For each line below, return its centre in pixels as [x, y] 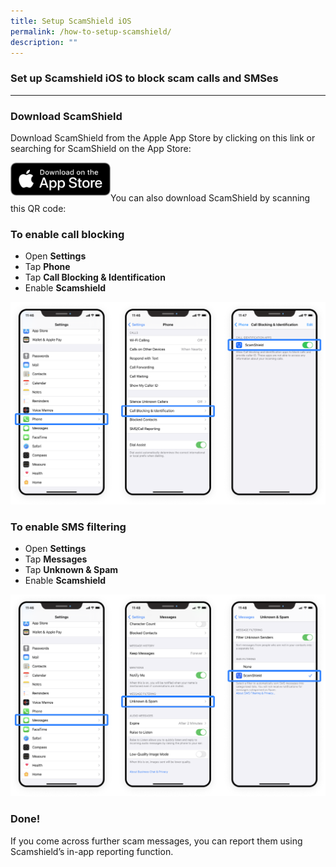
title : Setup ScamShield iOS [71, 21]
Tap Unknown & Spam [71, 569]
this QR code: [38, 208]
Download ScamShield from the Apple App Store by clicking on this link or [163, 137]
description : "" [44, 42]
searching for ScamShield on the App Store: [101, 148]
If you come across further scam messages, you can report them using [156, 841]
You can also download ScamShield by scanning [210, 197]
